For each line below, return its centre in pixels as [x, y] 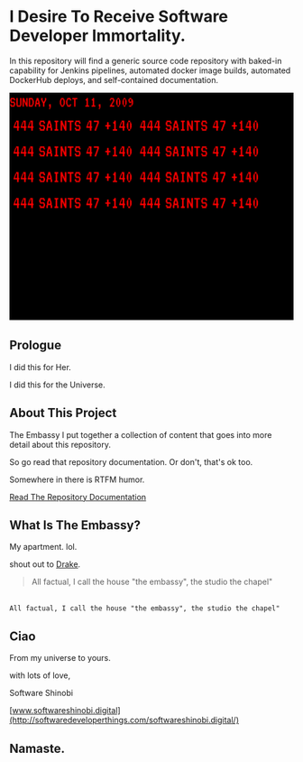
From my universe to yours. [60, 658]
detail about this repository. [60, 444]
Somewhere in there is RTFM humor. [77, 479]
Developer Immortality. [98, 36]
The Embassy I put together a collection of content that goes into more [141, 434]
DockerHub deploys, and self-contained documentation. [114, 79]
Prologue [35, 345]
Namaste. [37, 748]
